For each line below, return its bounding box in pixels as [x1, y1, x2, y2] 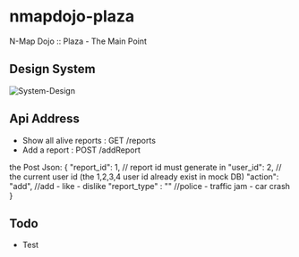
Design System [9, 62, 96, 77]
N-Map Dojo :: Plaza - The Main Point [9, 36, 148, 46]
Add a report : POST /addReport [21, 145, 141, 155]
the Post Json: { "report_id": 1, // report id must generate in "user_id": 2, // [9, 162, 282, 172]
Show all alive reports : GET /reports [21, 135, 157, 145]
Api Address [9, 112, 81, 127]
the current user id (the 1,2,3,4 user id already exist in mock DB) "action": [9, 171, 279, 182]
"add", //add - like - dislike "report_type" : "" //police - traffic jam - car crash [9, 180, 291, 191]
